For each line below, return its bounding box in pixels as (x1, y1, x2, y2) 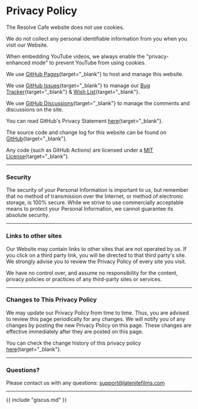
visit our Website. (6, 41, 48, 48)
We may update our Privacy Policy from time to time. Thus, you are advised (6, 309, 189, 316)
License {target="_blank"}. (6, 152, 70, 160)
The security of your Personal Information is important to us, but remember (6, 186, 189, 194)
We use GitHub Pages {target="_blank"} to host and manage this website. (6, 70, 184, 77)
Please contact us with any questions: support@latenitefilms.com (6, 379, 165, 387)
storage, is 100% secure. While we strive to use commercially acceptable (6, 199, 184, 206)
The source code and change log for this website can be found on (6, 129, 167, 136)
